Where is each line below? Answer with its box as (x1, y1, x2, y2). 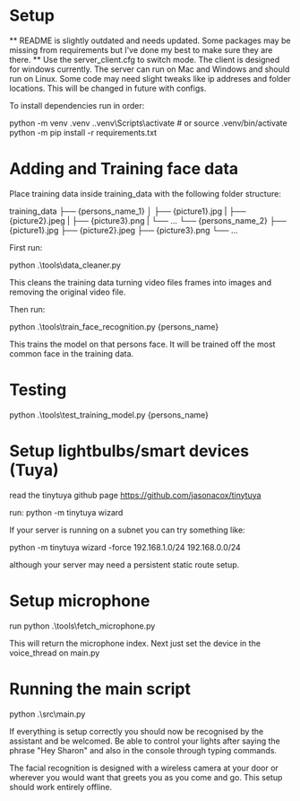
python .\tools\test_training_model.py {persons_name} (9, 409, 209, 420)
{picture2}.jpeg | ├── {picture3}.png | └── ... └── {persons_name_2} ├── (9, 215, 287, 225)
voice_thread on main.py (9, 647, 100, 658)
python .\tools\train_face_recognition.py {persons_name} (9, 321, 219, 332)
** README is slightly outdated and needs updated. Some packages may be (9, 35, 291, 46)
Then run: (9, 304, 46, 314)
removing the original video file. (9, 286, 126, 297)
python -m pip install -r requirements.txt (9, 127, 158, 137)
